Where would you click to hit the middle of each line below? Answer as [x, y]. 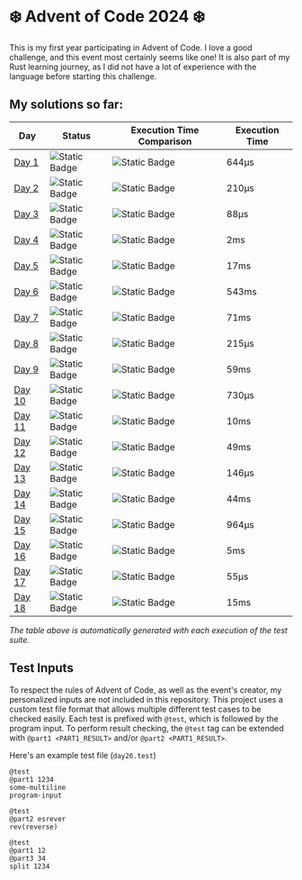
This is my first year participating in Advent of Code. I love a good [131, 47]
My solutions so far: [67, 105]
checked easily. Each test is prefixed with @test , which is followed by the [144, 718]
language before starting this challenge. [83, 76]
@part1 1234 [31, 779]
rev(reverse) [34, 827]
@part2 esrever [38, 819]
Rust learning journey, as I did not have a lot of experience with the [133, 67]
